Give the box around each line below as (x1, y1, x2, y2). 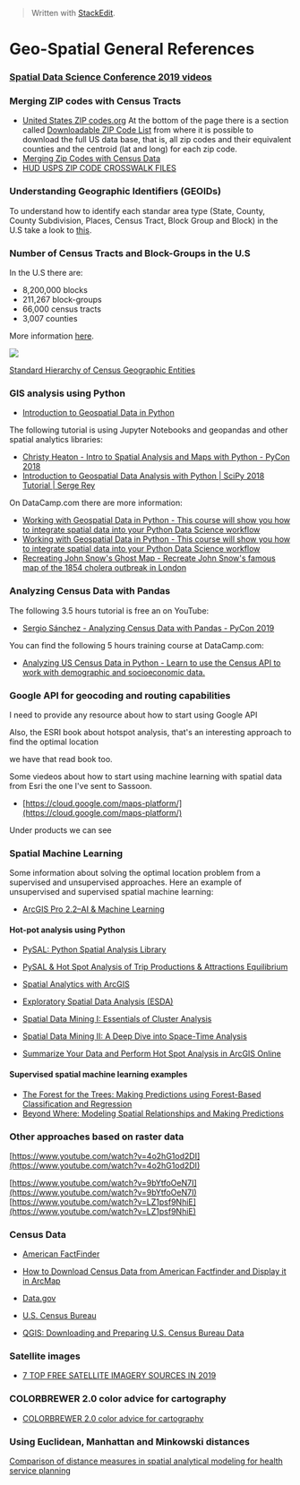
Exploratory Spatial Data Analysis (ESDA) (21, 996, 174, 1007)
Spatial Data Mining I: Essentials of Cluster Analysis (21, 1014, 212, 1025)
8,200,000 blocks (21, 285, 88, 295)
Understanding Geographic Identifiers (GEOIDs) (9, 185, 222, 198)
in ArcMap (21, 1275, 61, 1286)
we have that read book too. (9, 753, 114, 764)
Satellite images (9, 1350, 81, 1362)
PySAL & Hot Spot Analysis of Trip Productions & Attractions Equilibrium (21, 962, 288, 973)
